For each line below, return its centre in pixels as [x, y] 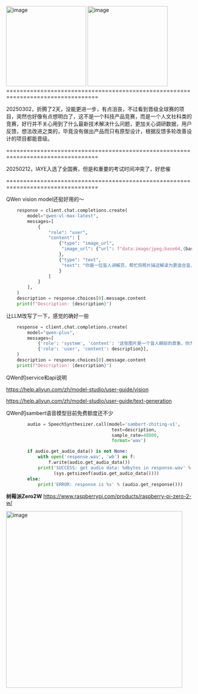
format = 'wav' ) [129, 441]
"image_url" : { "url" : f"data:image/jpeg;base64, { [123, 249]
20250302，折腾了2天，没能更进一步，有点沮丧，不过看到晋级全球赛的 [93, 109]
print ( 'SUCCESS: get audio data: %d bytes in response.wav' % [114, 468]
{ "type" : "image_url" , [87, 244]
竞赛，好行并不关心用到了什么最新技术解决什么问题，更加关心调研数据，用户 [99, 124]
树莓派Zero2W [24, 497]
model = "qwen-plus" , [51, 333]
